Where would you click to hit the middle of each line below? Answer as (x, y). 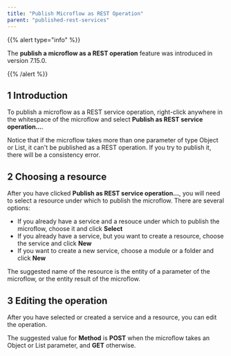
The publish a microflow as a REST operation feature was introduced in (110, 53)
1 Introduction (37, 95)
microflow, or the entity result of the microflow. (74, 279)
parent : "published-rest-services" (58, 20)
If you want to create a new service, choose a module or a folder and (115, 251)
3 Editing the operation (57, 300)
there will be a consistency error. (54, 155)
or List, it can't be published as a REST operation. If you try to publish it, (109, 148)
